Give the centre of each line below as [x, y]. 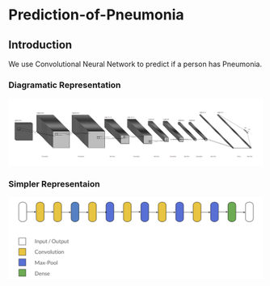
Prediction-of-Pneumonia [96, 15]
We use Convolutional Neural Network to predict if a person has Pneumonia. [135, 64]
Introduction [40, 45]
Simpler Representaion [55, 183]
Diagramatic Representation [65, 85]
